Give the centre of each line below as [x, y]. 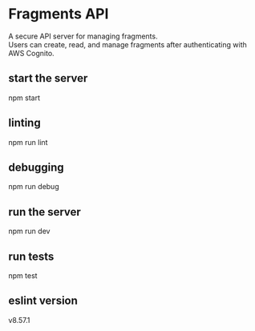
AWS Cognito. [31, 53]
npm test [23, 276]
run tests [31, 256]
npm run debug [34, 187]
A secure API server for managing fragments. [83, 36]
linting [25, 123]
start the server [48, 78]
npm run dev [29, 231]
